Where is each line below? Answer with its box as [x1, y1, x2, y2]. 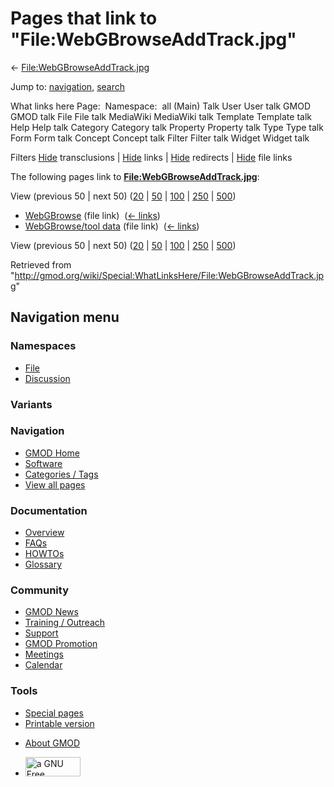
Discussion [24, 372, 71, 384]
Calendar [24, 659, 63, 671]
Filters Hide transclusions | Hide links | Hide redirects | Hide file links [10, 151, 293, 163]
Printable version [24, 717, 95, 729]
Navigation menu [10, 309, 120, 326]
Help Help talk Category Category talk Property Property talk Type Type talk [10, 121, 324, 133]
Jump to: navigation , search [10, 80, 125, 92]
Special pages [24, 707, 84, 719]
